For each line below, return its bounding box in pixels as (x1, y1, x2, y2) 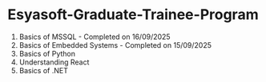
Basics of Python (18, 49, 75, 58)
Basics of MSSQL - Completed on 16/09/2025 (18, 32, 171, 41)
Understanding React (18, 57, 90, 67)
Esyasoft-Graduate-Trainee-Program (7, 6, 259, 24)
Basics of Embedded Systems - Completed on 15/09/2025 (18, 40, 212, 49)
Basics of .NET (18, 65, 69, 75)
